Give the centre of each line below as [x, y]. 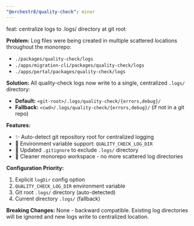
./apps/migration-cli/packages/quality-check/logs [80, 65]
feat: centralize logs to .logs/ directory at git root [66, 29]
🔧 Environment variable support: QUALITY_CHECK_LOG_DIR [84, 143]
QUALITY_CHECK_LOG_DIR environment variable [70, 186]
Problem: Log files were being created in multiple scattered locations [92, 40]
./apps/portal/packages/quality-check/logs [70, 72]
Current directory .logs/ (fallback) [58, 198]
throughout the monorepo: [39, 47]
